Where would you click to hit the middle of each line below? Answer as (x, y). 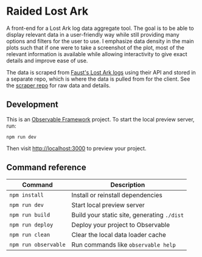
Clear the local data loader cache (119, 234)
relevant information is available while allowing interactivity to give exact (97, 54)
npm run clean (30, 234)
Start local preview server (108, 205)
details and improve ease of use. (47, 60)
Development (33, 105)
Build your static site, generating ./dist (128, 215)
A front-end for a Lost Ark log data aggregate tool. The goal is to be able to (100, 28)
